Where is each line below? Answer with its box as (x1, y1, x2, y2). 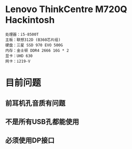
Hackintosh (5, 14, 55, 26)
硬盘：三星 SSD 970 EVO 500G (5, 42, 63, 47)
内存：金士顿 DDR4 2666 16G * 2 (5, 48, 70, 53)
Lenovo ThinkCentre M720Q (5, 4, 127, 15)
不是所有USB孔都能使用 (5, 117, 80, 126)
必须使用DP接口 (5, 136, 55, 145)
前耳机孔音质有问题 (5, 98, 65, 107)
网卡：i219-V (5, 59, 30, 64)
